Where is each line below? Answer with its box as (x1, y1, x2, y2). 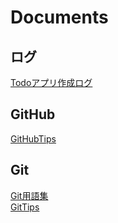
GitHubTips (10, 132, 57, 145)
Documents (10, 6, 109, 29)
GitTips (10, 201, 40, 213)
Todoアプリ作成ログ (10, 77, 93, 88)
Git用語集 (10, 189, 49, 201)
